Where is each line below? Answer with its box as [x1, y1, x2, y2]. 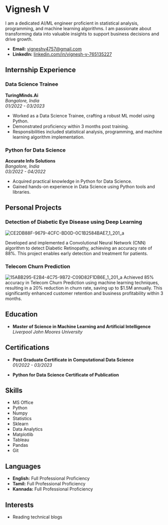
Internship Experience [5, 66, 76, 74]
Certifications [5, 343, 50, 352]
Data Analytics [12, 426, 43, 432]
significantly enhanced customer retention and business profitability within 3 [5, 290, 163, 296]
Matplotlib [12, 432, 34, 438]
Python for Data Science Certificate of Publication [12, 371, 119, 377]
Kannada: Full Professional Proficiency [12, 486, 93, 492]
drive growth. [5, 36, 33, 42]
